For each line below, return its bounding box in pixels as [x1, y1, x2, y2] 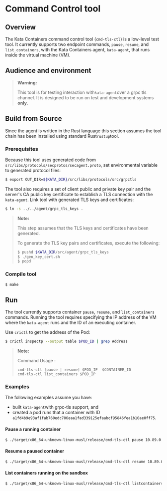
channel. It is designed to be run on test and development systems [17, 94, 154, 100]
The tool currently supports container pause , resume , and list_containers [5, 309, 155, 315]
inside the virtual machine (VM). [5, 52, 71, 58]
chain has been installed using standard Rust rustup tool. [5, 133, 119, 139]
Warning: [17, 79, 37, 85]
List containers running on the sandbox [5, 470, 88, 476]
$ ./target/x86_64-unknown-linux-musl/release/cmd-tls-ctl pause [5, 437, 143, 442]
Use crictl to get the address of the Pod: [5, 329, 90, 335]
